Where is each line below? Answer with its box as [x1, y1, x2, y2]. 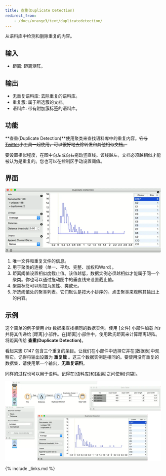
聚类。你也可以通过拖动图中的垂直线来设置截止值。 [12, 277, 117, 283]
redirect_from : [5, 13, 37, 18]
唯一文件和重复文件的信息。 [12, 258, 69, 264]
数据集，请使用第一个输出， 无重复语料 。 [5, 360, 87, 366]
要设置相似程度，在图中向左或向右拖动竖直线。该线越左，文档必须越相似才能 [5, 152, 161, 158]
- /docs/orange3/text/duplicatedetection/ [14, 18, 103, 23]
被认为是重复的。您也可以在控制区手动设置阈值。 [5, 158, 105, 164]
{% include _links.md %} [5, 465, 55, 472]
